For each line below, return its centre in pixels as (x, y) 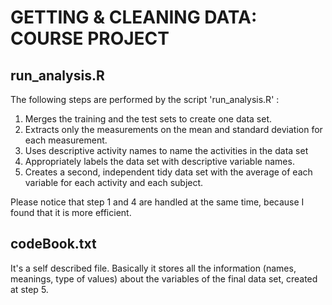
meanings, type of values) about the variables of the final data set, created (164, 278)
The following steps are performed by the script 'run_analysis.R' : (145, 99)
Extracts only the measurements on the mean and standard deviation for (173, 129)
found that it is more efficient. (71, 212)
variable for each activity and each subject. (114, 182)
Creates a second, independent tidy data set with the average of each (168, 172)
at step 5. (29, 289)
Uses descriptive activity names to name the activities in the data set (166, 150)
